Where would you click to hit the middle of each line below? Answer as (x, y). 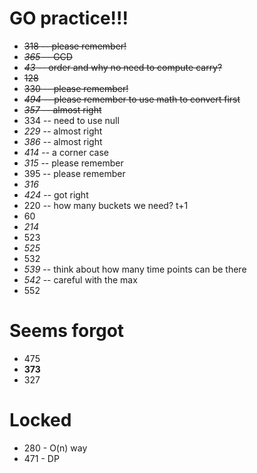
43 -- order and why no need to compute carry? (123, 67)
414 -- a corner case (66, 152)
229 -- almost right (63, 131)
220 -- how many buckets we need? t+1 (106, 205)
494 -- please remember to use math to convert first (132, 99)
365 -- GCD (48, 56)
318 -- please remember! (75, 46)
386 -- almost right (63, 141)
